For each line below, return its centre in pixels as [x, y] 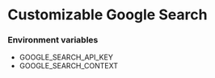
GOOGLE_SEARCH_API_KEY [66, 57]
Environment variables [53, 40]
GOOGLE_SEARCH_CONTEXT [69, 66]
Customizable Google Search [107, 15]
